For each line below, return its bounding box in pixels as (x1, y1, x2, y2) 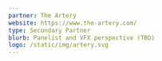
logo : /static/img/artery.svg (8, 41, 109, 49)
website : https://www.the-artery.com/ (8, 19, 137, 27)
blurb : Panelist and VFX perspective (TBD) (8, 33, 156, 42)
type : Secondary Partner (8, 26, 91, 34)
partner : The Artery (8, 11, 77, 20)
